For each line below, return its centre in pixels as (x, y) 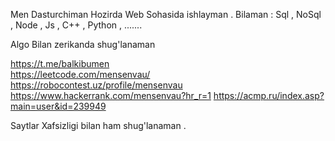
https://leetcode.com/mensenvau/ (80, 74)
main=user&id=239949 (58, 106)
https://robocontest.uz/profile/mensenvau (96, 85)
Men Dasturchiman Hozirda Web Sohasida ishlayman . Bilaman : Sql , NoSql (166, 14)
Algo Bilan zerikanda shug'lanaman (83, 44)
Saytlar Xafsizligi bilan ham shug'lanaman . (98, 125)
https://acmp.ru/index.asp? (269, 95)
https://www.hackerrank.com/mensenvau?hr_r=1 (111, 95)
